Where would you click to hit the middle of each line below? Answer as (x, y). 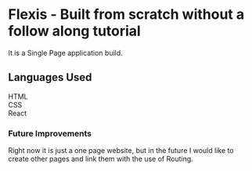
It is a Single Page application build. (65, 53)
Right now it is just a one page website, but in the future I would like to (121, 151)
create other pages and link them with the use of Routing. (101, 159)
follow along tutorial (74, 31)
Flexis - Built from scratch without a (126, 15)
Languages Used (50, 77)
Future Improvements (50, 133)
